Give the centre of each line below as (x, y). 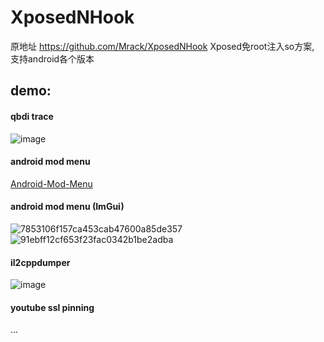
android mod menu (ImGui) (67, 207)
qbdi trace (32, 116)
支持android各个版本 (52, 58)
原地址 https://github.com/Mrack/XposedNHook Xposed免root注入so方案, (162, 46)
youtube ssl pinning (52, 307)
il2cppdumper (40, 262)
